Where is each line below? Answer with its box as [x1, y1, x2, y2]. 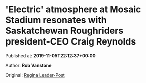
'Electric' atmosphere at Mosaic [5, 4, 141, 15]
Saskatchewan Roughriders [5, 25, 124, 36]
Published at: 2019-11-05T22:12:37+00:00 [5, 52, 96, 59]
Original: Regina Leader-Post [5, 72, 65, 78]
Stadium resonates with [5, 14, 107, 26]
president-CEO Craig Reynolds [5, 36, 136, 48]
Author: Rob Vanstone [5, 62, 52, 68]
